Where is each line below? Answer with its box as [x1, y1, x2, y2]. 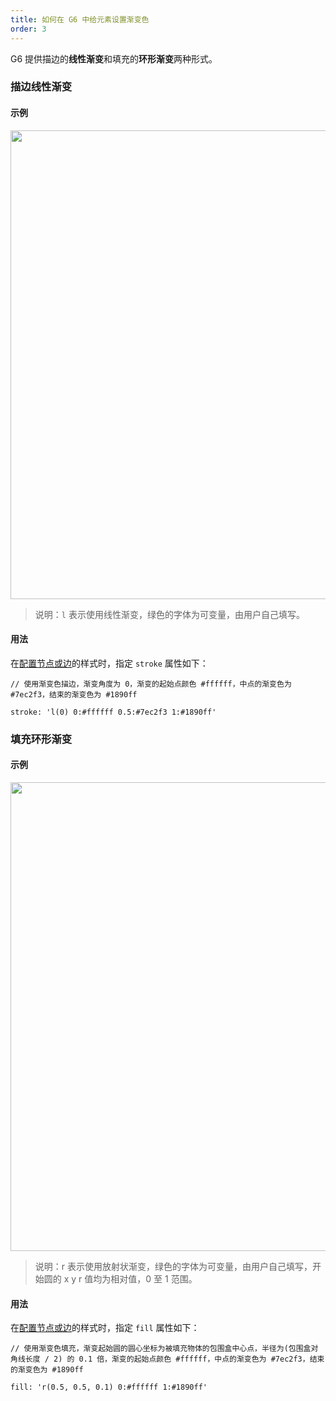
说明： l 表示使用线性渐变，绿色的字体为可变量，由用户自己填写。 [34, 608, 305, 620]
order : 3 [10, 24, 47, 34]
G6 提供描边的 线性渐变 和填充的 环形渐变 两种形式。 [10, 52, 218, 65]
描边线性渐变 [10, 80, 73, 94]
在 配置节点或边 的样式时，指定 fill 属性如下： [10, 1322, 200, 1334]
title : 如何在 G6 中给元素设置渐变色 [10, 14, 150, 25]
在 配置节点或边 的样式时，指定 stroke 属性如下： [10, 657, 209, 669]
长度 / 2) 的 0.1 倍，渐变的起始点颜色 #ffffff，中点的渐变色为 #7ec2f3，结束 [24, 1354, 325, 1365]
